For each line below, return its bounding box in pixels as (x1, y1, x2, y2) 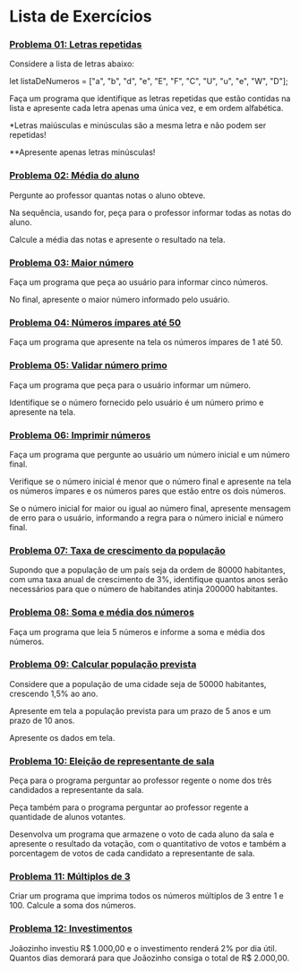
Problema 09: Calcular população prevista (9, 658, 197, 671)
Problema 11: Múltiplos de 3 (9, 871, 131, 883)
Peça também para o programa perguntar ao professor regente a (9, 802, 249, 813)
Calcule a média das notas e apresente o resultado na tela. (9, 234, 226, 245)
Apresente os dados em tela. (9, 732, 116, 743)
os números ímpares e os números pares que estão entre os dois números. (9, 486, 287, 496)
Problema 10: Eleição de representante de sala (9, 754, 215, 767)
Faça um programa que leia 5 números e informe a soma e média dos (9, 626, 266, 637)
